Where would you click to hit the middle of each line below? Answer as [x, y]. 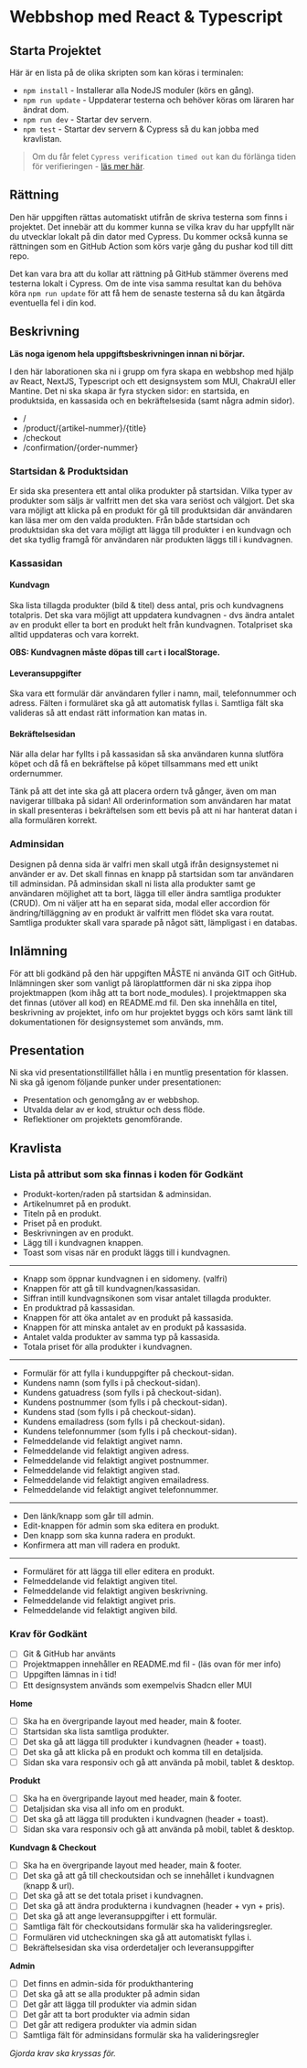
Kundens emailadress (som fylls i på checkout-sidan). [124, 1422]
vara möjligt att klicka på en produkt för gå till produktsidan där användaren [151, 510]
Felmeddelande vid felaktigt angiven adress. [106, 1451]
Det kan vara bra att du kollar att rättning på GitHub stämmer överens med [149, 273]
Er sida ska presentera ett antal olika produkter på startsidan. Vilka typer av [151, 490]
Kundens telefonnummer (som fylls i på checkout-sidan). [130, 1431]
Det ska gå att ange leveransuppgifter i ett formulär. [120, 1916]
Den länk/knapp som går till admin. [88, 1516]
